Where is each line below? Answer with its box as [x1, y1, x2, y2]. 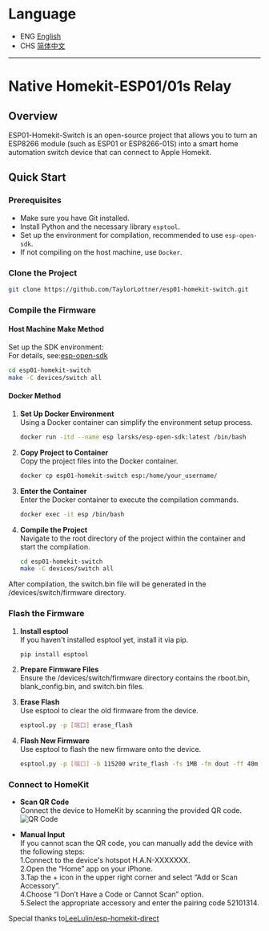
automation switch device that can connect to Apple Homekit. [8, 147, 212, 157]
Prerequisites [8, 194, 62, 206]
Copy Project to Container [19, 447, 109, 457]
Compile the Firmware [8, 304, 96, 316]
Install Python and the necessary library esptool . [19, 222, 181, 231]
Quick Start [8, 170, 66, 185]
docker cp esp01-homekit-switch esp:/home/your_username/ [19, 472, 218, 480]
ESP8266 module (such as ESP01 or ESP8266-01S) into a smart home [8, 138, 239, 149]
